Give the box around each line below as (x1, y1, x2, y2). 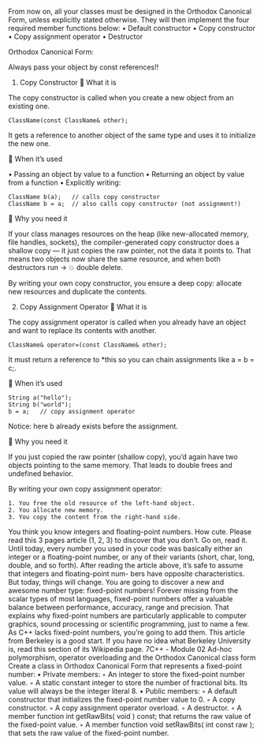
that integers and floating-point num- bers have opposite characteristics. (8, 569, 245, 578)
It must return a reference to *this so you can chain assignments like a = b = (8, 355, 255, 364)
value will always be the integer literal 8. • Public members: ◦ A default (8, 687, 238, 695)
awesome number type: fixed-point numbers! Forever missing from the (8, 586, 239, 595)
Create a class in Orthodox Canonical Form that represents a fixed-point (8, 661, 243, 670)
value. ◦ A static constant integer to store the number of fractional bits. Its (8, 678, 248, 687)
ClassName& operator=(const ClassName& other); (8, 341, 168, 349)
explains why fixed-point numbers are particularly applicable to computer (8, 611, 247, 620)
